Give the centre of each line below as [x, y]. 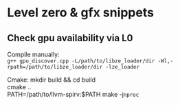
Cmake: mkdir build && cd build [52, 80]
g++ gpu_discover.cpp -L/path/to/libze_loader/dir [81, 61]
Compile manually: [33, 54]
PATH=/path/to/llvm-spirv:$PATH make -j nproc [73, 94]
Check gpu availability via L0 [70, 38]
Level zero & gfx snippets [81, 13]
